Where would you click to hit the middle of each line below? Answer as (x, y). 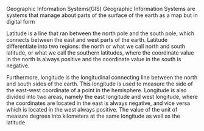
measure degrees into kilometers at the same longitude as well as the (93, 116)
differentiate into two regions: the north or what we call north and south (96, 46)
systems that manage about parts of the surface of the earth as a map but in (102, 15)
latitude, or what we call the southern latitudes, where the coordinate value (100, 53)
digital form (21, 22)
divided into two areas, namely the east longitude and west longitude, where (102, 97)
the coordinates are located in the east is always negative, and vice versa (98, 103)
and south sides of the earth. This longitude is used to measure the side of (100, 84)
